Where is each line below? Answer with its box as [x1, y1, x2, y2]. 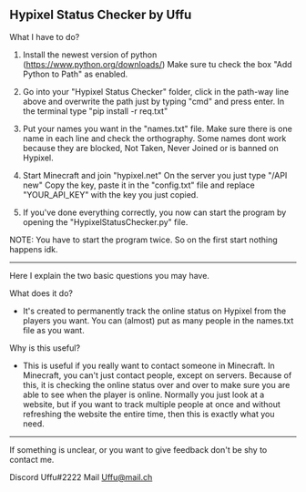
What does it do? [9, 287, 73, 299]
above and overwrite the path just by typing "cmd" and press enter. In [22, 96, 285, 107]
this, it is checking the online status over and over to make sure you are [22, 379, 291, 390]
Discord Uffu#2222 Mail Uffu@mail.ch [9, 471, 153, 482]
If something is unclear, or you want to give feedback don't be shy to [9, 444, 268, 455]
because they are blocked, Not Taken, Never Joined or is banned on [22, 142, 280, 153]
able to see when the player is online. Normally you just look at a [22, 389, 265, 400]
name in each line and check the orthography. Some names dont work [22, 132, 287, 144]
